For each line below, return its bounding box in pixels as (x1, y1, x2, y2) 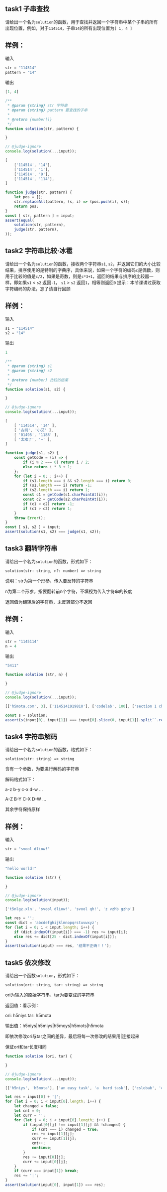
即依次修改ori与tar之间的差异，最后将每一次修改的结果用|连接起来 (5, 1033, 140, 1040)
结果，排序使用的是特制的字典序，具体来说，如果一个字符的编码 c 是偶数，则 (5, 267, 160, 273)
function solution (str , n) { (5, 672, 68, 677)
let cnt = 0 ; (14, 1108, 41, 1113)
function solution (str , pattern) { (5, 126, 79, 131)
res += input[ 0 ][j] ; (23, 1155, 66, 1160)
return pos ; (14, 204, 39, 209)
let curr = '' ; (14, 1113, 46, 1118)
